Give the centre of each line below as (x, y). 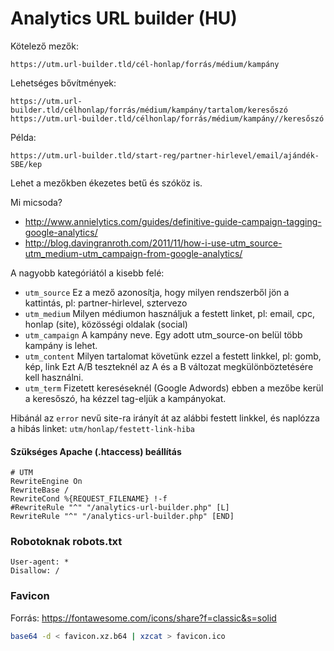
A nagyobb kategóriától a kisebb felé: (87, 273)
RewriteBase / (40, 490)
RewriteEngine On (46, 482)
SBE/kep (26, 164)
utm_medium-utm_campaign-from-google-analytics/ (133, 253)
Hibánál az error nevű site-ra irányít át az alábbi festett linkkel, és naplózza (165, 418)
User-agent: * (40, 562)
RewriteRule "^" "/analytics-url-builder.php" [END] (122, 517)
